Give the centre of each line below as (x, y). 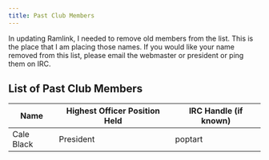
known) (216, 121)
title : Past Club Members (51, 16)
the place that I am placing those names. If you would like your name (121, 47)
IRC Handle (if (216, 111)
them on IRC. (30, 64)
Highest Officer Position (113, 111)
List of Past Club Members (75, 89)
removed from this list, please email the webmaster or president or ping (126, 55)
